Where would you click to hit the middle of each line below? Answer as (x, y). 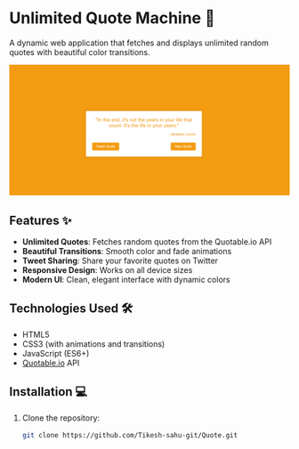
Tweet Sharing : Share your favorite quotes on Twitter (120, 261)
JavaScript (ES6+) (56, 353)
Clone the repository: (61, 418)
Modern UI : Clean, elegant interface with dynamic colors (126, 280)
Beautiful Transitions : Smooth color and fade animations (127, 252)
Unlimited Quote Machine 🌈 (112, 18)
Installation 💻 (48, 392)
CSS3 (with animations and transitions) (93, 344)
